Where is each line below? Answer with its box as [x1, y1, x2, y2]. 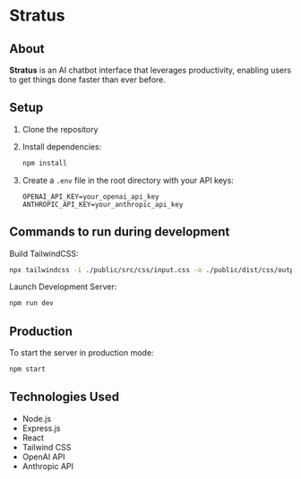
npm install [21, 158, 67, 167]
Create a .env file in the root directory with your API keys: [21, 175, 235, 185]
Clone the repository [21, 124, 99, 134]
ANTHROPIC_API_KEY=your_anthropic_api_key [21, 200, 184, 209]
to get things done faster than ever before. [9, 74, 166, 85]
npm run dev [9, 299, 54, 308]
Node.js [21, 413, 52, 423]
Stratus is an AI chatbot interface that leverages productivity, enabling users [9, 64, 292, 75]
